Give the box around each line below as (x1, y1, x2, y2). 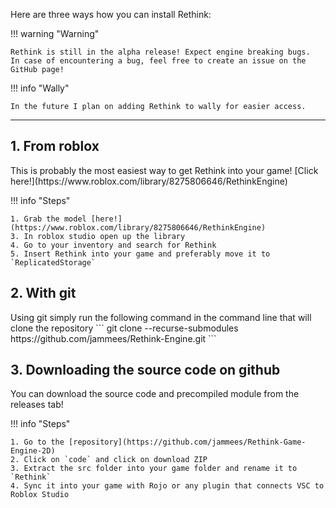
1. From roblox (10, 138, 100, 155)
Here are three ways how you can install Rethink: (10, 9, 212, 20)
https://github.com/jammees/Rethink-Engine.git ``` (10, 332, 217, 344)
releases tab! (10, 399, 64, 411)
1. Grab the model (10, 214, 87, 224)
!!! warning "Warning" (10, 28, 100, 39)
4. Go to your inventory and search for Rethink (10, 240, 217, 250)
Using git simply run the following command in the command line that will (10, 311, 312, 323)
